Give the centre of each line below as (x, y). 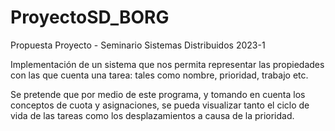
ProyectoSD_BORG (90, 17)
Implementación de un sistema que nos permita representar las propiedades (167, 64)
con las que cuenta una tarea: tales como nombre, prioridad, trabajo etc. (159, 75)
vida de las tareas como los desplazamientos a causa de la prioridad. (152, 115)
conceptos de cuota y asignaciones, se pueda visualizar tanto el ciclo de (160, 105)
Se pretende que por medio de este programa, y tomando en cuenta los (158, 94)
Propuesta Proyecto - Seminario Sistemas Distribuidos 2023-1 (138, 45)
